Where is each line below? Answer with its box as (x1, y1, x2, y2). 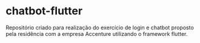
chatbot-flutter (5, 4, 83, 18)
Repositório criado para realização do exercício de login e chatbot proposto (5, 24, 195, 31)
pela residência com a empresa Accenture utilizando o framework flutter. (5, 30, 188, 37)
